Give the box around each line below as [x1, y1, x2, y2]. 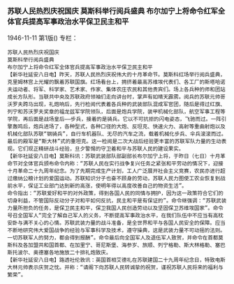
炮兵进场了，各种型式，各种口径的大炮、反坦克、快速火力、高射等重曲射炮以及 [33, 124, 226, 130]
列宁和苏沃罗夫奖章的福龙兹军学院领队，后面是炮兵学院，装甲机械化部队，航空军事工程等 [7, 108, 226, 116]
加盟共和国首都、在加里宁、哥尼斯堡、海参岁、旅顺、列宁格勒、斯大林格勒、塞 [27, 242, 221, 249]
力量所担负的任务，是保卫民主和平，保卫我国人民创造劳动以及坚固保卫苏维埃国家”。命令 [7, 204, 224, 212]
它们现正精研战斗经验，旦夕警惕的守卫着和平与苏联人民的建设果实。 [17, 145, 184, 153]
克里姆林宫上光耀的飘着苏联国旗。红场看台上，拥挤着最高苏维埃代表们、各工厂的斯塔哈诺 [7, 79, 226, 86]
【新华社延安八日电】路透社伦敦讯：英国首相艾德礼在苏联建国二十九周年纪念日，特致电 [7, 257, 221, 264]
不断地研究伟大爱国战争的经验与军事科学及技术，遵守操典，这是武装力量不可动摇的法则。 [7, 227, 226, 234]
